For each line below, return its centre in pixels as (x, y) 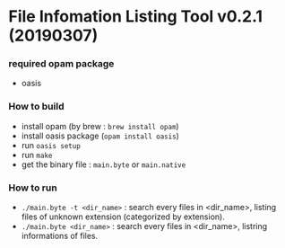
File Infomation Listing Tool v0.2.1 (136, 17)
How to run (33, 188)
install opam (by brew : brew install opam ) (100, 126)
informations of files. (60, 236)
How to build (36, 107)
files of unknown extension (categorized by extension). (123, 217)
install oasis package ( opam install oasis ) (100, 136)
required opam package (61, 64)
